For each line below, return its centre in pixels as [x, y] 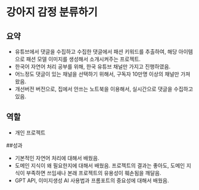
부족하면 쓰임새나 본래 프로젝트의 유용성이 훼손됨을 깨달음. [94, 173]
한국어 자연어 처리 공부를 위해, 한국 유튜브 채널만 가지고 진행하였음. [93, 67]
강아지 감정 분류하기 [52, 12]
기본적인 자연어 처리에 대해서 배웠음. [57, 158]
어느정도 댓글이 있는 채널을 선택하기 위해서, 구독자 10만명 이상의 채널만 [97, 74]
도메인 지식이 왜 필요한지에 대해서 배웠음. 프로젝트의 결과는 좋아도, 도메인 [100, 166]
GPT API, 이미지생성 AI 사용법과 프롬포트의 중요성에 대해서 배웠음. [92, 180]
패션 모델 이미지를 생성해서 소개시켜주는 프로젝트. [83, 59]
